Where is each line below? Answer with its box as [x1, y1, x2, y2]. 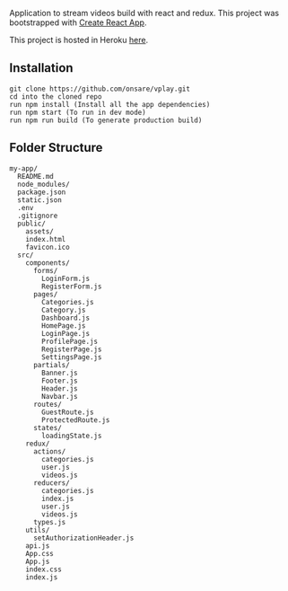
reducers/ [32, 478, 70, 488]
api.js [25, 541, 50, 551]
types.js [32, 517, 66, 526]
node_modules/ [17, 180, 70, 189]
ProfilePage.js [41, 337, 99, 346]
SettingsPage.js [41, 352, 102, 362]
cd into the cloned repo [9, 92, 102, 101]
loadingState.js [41, 431, 102, 440]
